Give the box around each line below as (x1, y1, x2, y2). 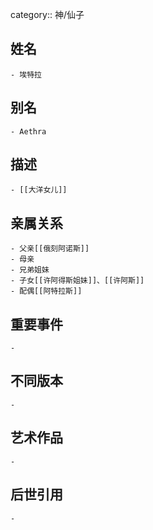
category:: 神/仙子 (10, 9, 85, 20)
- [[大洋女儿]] (10, 185, 68, 195)
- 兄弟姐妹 (10, 265, 50, 275)
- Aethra (10, 126, 47, 137)
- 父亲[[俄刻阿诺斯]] (10, 244, 90, 254)
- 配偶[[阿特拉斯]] (10, 286, 83, 297)
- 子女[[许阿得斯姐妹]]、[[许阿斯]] (10, 276, 145, 286)
